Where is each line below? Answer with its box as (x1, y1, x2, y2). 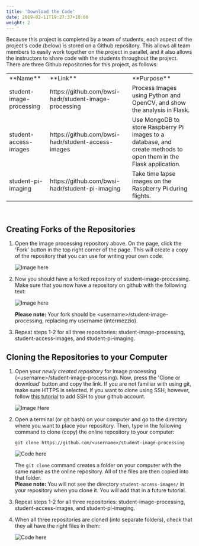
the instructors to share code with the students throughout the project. (6, 54, 178, 62)
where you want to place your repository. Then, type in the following (14, 422, 182, 429)
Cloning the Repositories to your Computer (6, 352, 168, 362)
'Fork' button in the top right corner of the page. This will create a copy (14, 246, 188, 253)
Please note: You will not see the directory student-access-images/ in (14, 480, 185, 487)
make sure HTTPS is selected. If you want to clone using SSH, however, (14, 387, 190, 393)
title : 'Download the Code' (6, 8, 76, 15)
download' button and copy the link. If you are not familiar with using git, (14, 380, 191, 387)
